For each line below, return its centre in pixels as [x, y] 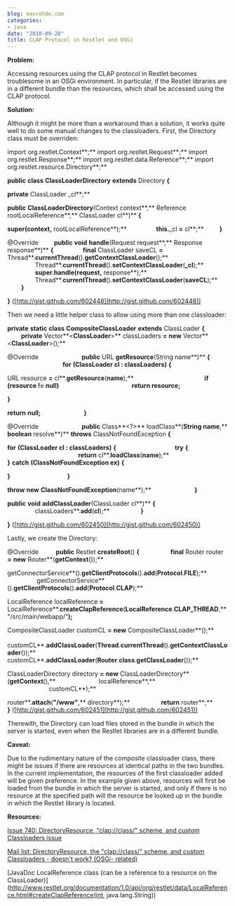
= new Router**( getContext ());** [55, 560]
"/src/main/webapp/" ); [40, 617]
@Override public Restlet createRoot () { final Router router [115, 552]
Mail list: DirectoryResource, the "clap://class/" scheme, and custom [106, 852]
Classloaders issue [34, 838]
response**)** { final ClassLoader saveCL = [85, 250]
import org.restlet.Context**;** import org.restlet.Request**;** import [108, 152]
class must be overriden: [43, 139]
